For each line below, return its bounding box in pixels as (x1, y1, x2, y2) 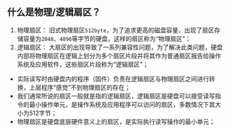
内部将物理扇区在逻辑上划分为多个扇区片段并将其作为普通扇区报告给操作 (16, 51, 221, 60)
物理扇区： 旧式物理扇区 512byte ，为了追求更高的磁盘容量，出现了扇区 (16, 26, 214, 34)
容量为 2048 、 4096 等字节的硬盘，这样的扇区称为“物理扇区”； (23, 34, 192, 42)
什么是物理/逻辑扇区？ (7, 6, 101, 18)
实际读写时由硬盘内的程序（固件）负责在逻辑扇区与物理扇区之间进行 (16, 75, 209, 83)
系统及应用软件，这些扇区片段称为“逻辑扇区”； (16, 60, 149, 68)
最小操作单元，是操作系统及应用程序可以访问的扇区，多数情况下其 (29, 100, 216, 108)
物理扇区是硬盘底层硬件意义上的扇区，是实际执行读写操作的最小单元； (16, 117, 216, 125)
